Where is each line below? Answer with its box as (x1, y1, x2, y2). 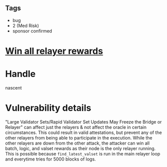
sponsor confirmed (12, 27, 53, 34)
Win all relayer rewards (5, 45, 103, 56)
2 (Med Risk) (12, 22, 39, 28)
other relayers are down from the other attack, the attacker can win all (5, 140, 150, 146)
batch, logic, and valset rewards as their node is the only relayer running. (5, 145, 156, 151)
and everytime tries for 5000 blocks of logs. (5, 156, 96, 162)
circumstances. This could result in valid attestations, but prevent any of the (5, 129, 162, 135)
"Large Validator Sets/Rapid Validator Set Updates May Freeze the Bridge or (5, 118, 162, 124)
